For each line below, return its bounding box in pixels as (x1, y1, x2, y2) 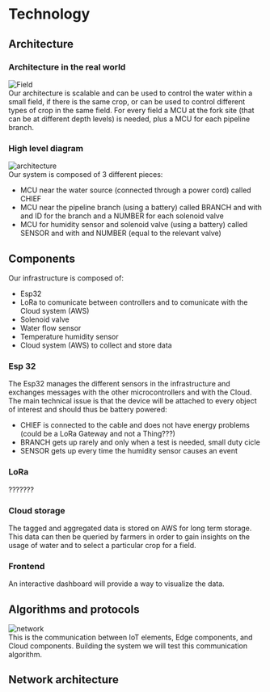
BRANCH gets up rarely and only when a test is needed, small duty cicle (19, 437, 260, 447)
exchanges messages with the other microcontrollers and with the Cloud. (8, 387, 252, 397)
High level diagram (8, 142, 83, 154)
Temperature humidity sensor (19, 331, 119, 341)
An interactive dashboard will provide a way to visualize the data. (8, 579, 225, 589)
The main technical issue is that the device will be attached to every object (8, 396, 257, 406)
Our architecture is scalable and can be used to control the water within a (8, 88, 253, 98)
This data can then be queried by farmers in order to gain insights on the (8, 531, 251, 542)
